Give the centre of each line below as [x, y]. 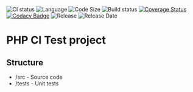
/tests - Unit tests [37, 84]
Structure [25, 63]
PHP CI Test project [56, 40]
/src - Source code [39, 77]
